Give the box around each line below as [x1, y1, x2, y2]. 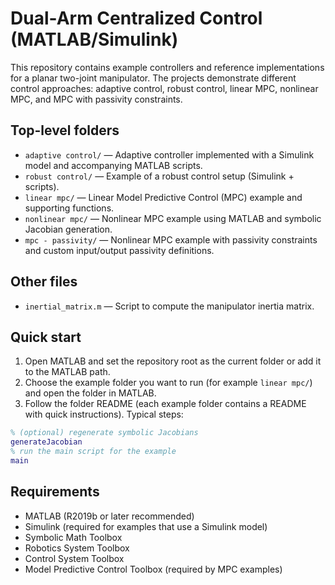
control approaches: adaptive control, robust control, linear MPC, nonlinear [10, 82, 319, 94]
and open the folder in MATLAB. [24, 387, 157, 399]
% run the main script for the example [10, 447, 177, 457]
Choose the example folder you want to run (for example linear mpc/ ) [24, 377, 313, 389]
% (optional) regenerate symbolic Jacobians [10, 428, 199, 438]
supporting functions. [24, 202, 115, 214]
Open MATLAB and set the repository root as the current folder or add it [24, 355, 322, 367]
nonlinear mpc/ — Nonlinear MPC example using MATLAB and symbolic [24, 212, 322, 224]
